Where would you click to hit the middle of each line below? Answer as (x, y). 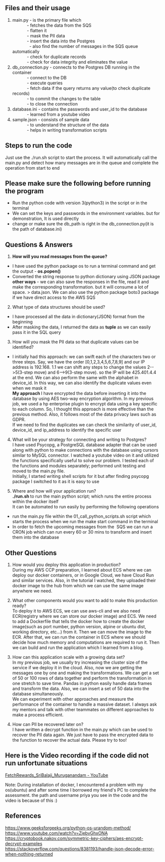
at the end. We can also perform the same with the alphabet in (75, 378)
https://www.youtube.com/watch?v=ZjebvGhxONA (56, 833)
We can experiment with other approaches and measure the (73, 699)
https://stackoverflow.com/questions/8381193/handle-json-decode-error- (80, 849)
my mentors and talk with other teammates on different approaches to (83, 710)
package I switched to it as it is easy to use (56, 482)
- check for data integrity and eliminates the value (77, 62)
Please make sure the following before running (78, 184)
